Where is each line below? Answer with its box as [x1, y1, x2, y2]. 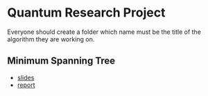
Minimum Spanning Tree [7, 55, 116, 67]
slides [17, 73, 35, 81]
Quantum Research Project [7, 5, 166, 21]
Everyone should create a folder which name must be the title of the [7, 28, 201, 36]
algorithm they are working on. [7, 35, 95, 43]
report [17, 81, 36, 89]
